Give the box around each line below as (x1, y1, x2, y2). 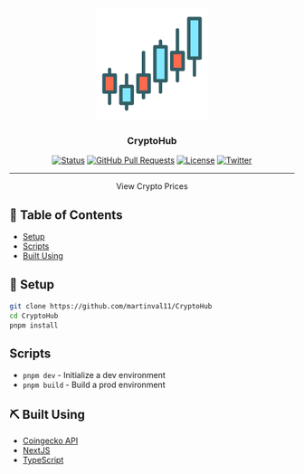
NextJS (22, 445, 51, 456)
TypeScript (22, 455, 64, 466)
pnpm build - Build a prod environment (22, 379, 166, 391)
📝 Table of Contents (9, 207, 123, 223)
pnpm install (9, 320, 59, 330)
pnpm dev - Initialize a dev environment (22, 370, 166, 381)
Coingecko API (22, 435, 79, 446)
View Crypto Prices (116, 181, 188, 192)
